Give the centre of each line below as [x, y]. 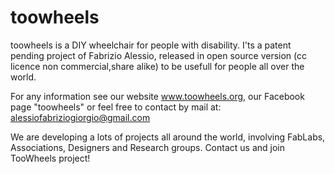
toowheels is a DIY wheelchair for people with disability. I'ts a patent [151, 45]
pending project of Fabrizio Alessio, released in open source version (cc [159, 55]
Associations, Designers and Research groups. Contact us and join [147, 147]
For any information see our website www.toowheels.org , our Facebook [157, 96]
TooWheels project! [50, 158]
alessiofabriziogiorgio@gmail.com [80, 117]
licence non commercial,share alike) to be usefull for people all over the [157, 66]
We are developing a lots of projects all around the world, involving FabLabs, [168, 137]
